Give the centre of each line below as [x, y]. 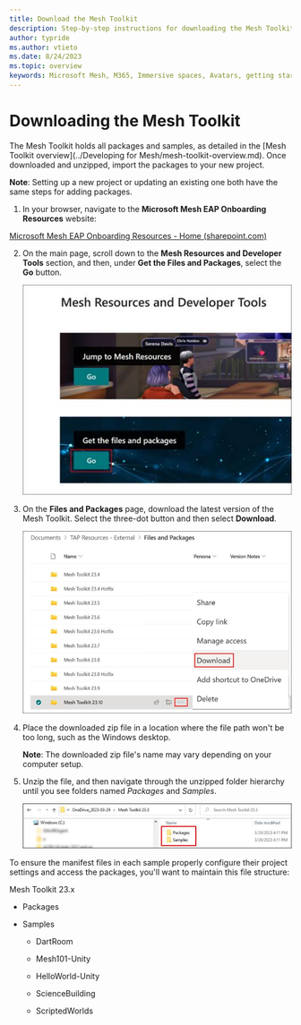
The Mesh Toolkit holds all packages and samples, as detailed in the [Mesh [148, 145]
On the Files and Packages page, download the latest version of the [148, 509]
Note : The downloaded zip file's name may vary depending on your [147, 755]
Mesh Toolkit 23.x [42, 889]
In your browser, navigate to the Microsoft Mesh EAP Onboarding [144, 209]
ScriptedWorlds [64, 1011]
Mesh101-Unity [63, 959]
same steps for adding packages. [71, 192]
